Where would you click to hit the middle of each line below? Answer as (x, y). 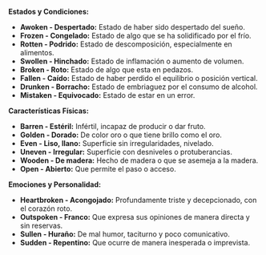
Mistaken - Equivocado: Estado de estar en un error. (107, 95)
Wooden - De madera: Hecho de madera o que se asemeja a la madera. (139, 160)
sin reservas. (41, 225)
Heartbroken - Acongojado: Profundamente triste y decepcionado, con (138, 200)
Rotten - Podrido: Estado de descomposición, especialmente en (126, 44)
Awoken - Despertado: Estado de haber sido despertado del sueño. (133, 27)
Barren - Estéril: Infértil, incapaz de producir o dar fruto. (113, 126)
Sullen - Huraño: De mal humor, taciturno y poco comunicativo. (125, 234)
